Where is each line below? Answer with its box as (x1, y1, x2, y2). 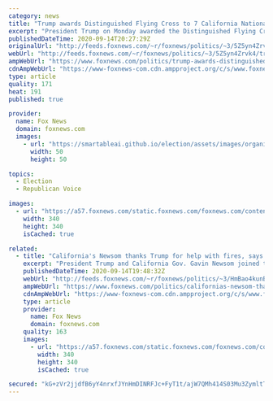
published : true (8, 95, 63, 103)
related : (8, 245, 38, 253)
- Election (15, 177, 53, 185)
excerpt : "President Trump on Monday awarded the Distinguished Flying (8, 27, 256, 35)
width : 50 (29, 147, 63, 155)
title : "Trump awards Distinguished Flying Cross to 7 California (8, 20, 238, 28)
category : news (8, 11, 60, 20)
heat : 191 (8, 87, 42, 96)
